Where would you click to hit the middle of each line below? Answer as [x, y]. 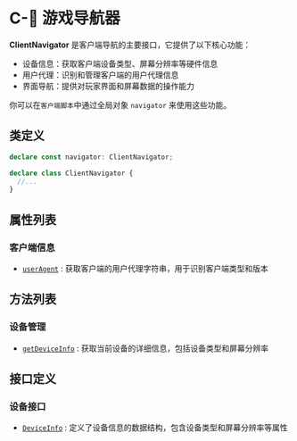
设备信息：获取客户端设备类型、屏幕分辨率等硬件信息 [120, 63]
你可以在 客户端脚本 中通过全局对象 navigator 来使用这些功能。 [120, 104]
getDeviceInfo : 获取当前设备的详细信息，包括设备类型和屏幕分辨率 [145, 348]
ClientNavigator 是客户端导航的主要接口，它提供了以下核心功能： [130, 45]
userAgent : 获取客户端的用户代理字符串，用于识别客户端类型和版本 [145, 268]
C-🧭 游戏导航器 [65, 18]
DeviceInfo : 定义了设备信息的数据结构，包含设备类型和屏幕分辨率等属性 [155, 428]
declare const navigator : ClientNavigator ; [91, 157]
